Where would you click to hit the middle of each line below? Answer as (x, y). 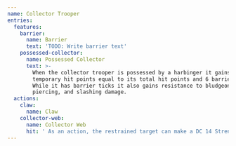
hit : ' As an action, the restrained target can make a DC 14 (119, 131)
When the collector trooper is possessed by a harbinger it (122, 72)
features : (28, 27)
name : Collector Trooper (44, 14)
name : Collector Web (56, 125)
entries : (20, 20)
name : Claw (42, 112)
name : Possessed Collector (65, 60)
